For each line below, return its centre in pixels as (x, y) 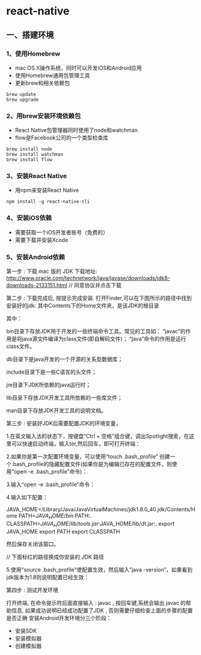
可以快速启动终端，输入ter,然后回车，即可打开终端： (76, 444)
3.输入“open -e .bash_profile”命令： (51, 485)
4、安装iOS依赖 (29, 218)
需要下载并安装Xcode (42, 240)
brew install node (29, 149)
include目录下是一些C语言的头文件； (52, 372)
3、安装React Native (37, 176)
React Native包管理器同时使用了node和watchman (76, 130)
